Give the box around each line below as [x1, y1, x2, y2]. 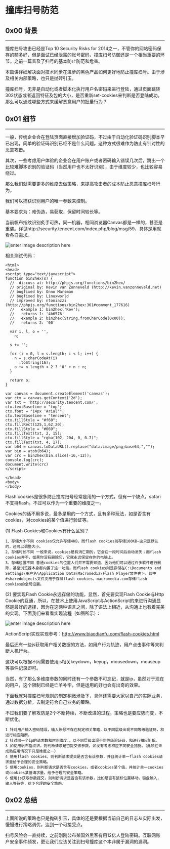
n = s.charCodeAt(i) [14, 355, 58, 361]
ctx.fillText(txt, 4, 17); [5, 440, 62, 445]
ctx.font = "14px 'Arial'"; [5, 408, 65, 414]
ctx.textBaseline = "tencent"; [5, 413, 71, 418]
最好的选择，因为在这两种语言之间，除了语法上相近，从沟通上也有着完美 [14, 604, 165, 610]
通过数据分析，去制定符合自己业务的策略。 [5, 699, 94, 705]
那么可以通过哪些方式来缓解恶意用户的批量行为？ [5, 99, 107, 104]
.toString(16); [18, 360, 51, 365]
